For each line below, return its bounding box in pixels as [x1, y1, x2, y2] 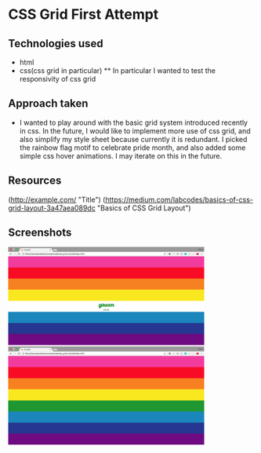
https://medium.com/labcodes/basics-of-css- [105, 195, 253, 204]
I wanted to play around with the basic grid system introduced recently [19, 118, 248, 127]
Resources [8, 174, 62, 188]
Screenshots [8, 226, 72, 239]
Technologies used [8, 37, 103, 50]
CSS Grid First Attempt [8, 5, 159, 24]
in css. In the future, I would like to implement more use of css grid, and [19, 126, 251, 135]
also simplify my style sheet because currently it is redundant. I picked [19, 134, 248, 144]
